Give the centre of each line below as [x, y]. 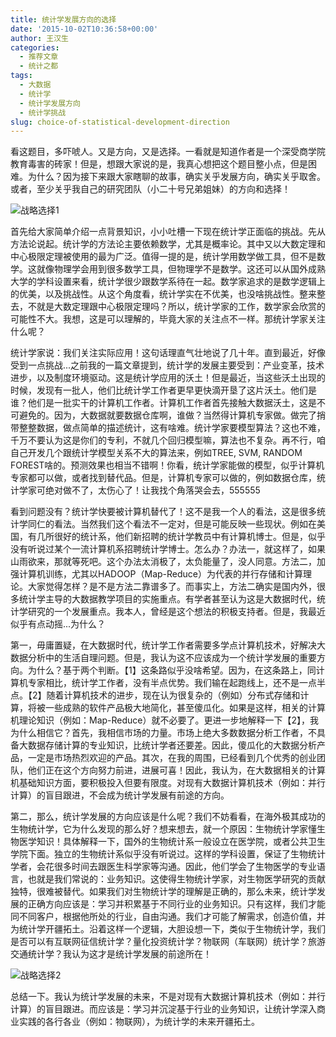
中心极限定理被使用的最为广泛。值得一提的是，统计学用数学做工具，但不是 [163, 257]
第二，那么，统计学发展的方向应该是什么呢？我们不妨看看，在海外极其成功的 [168, 817]
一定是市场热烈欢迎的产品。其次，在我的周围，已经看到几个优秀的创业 [172, 758]
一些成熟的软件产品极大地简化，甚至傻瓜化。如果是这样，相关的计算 [185, 708]
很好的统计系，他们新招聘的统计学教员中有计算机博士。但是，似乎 [189, 537]
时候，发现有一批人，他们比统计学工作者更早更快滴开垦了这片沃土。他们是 [163, 390]
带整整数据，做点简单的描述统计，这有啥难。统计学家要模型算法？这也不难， [168, 428]
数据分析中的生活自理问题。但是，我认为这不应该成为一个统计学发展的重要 [163, 658]
